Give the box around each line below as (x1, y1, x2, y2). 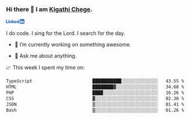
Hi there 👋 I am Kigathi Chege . (6, 5, 93, 13)
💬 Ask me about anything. (14, 52, 77, 60)
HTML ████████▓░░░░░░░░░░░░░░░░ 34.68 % (6, 84, 184, 90)
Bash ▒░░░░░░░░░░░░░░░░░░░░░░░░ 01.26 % (6, 107, 184, 113)
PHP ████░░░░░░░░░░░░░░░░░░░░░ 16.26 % (6, 90, 184, 96)
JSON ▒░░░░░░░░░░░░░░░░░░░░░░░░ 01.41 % (6, 101, 184, 107)
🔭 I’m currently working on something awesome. (14, 41, 132, 48)
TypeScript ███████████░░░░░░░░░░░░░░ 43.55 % (6, 78, 184, 84)
